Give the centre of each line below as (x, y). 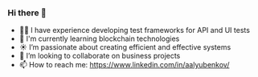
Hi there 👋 (27, 13)
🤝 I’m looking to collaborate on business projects (100, 56)
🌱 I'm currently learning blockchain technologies (99, 38)
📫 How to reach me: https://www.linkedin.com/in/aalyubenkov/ (124, 65)
